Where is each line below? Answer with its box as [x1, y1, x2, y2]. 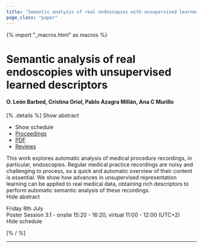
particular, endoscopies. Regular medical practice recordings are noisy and [6, 161, 193, 168]
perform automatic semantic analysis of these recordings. [6, 186, 150, 194]
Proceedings [14, 129, 47, 137]
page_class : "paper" [6, 15, 59, 21]
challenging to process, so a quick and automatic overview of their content [6, 167, 193, 174]
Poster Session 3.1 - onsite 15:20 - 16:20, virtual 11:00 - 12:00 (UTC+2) [6, 211, 180, 218]
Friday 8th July [6, 204, 43, 212]
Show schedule [14, 123, 54, 131]
